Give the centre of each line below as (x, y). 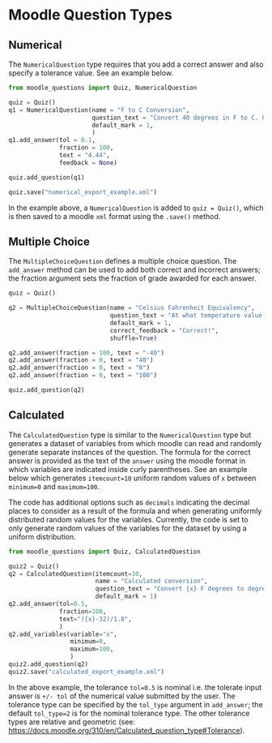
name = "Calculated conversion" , (151, 582)
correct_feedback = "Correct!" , (164, 330)
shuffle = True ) (134, 338)
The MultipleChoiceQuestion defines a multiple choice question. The (123, 261)
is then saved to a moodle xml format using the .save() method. (115, 216)
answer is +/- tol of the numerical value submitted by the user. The (122, 696)
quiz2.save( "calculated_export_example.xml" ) (86, 672)
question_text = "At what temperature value (186, 316)
